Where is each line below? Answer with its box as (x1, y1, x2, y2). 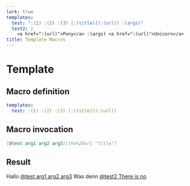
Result (6, 157, 31, 167)
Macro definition (6, 86, 70, 97)
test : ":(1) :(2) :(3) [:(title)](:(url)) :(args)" (11, 20, 144, 26)
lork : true (6, 8, 34, 15)
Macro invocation (6, 124, 73, 135)
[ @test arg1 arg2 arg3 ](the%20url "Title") (6, 140, 117, 146)
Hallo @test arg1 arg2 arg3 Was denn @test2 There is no (6, 173, 147, 180)
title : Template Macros (6, 37, 66, 43)
